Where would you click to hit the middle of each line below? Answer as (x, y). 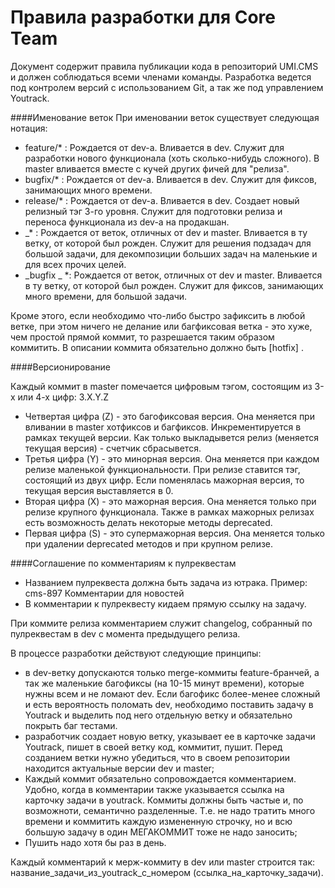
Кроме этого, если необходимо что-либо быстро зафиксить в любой (158, 315)
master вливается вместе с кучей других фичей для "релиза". (157, 168)
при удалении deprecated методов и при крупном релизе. (149, 543)
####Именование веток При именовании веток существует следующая (165, 117)
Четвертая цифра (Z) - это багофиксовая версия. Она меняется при (169, 416)
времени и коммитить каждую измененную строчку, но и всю (158, 821)
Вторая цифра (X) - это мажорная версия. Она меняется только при (170, 501)
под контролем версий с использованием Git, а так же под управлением (167, 87)
